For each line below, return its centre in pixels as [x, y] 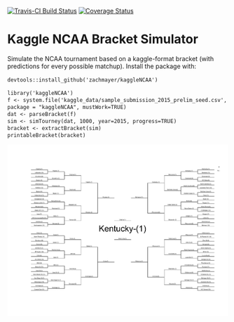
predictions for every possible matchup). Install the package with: [102, 66]
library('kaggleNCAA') [40, 93]
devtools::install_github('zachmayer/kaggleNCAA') [83, 80]
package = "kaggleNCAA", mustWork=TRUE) [67, 107]
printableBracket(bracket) [47, 135]
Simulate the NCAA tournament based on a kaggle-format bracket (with [111, 58]
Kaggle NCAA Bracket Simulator [103, 39]
